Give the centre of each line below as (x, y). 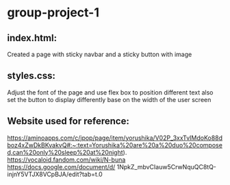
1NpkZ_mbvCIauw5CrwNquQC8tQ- (167, 166)
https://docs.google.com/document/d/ (61, 166)
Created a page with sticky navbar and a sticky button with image (100, 54)
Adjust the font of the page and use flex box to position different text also (110, 92)
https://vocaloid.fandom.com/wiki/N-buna (66, 160)
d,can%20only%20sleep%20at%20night (65, 152)
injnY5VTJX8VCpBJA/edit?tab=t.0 (55, 174)
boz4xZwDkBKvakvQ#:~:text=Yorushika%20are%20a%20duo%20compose (115, 145)
